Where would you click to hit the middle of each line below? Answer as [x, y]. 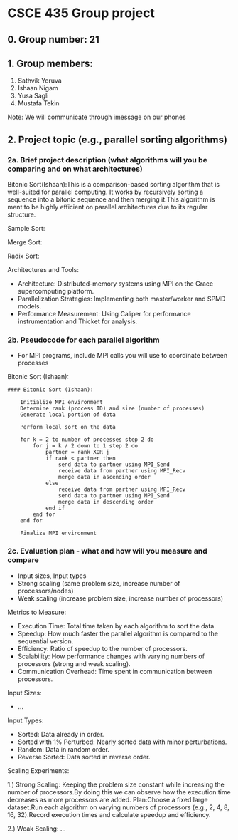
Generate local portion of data [68, 415]
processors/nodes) [45, 591]
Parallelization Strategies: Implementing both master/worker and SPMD [121, 299]
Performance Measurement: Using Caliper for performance [104, 314]
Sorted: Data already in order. [61, 734]
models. [29, 306]
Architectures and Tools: [43, 270]
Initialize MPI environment [61, 403]
